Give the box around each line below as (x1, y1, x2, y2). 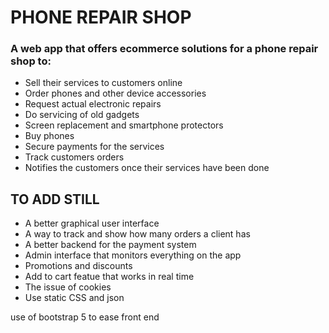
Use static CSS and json (24, 292, 125, 304)
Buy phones (24, 130, 75, 142)
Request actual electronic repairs (24, 98, 162, 110)
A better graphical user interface (24, 217, 160, 230)
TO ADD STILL (10, 191, 100, 208)
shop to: (10, 54, 52, 68)
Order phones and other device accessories (24, 87, 207, 100)
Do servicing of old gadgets (24, 109, 140, 121)
